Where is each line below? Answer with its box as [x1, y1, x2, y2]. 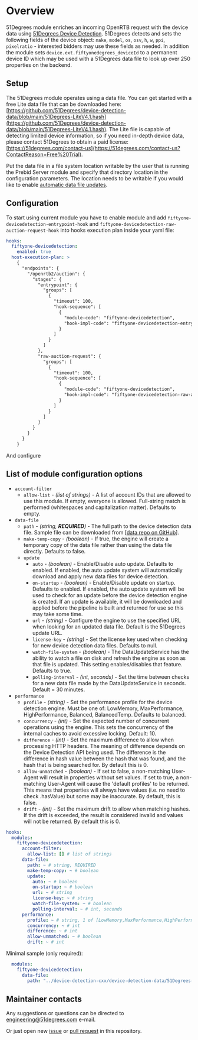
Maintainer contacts [6, 994, 82, 1004]
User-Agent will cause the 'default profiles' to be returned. [47, 780, 190, 787]
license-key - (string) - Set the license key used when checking [32, 636, 187, 643]
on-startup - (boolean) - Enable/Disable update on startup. [32, 579, 176, 586]
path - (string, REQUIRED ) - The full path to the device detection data [23, 522, 192, 530]
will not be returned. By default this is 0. [23, 818, 121, 825]
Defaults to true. [32, 667, 72, 674]
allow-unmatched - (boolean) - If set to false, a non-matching [23, 767, 171, 775]
